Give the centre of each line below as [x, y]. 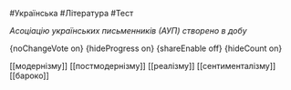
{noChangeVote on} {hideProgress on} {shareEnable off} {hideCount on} [146, 48]
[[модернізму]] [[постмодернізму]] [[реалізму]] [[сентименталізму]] [143, 66]
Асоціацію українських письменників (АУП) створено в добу [129, 30]
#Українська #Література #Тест [72, 13]
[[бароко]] [30, 75]
